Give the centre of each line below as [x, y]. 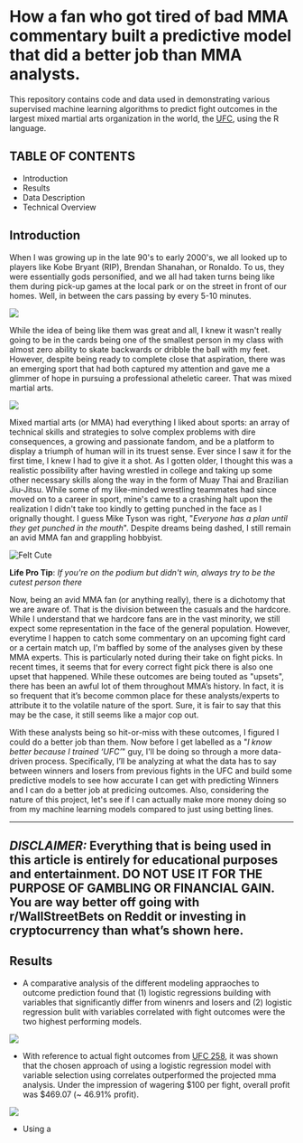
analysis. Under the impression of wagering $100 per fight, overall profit [156, 1084]
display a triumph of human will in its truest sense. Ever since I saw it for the [150, 451]
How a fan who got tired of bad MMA [149, 17]
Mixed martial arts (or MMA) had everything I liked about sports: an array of [150, 422]
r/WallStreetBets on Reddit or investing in [128, 916]
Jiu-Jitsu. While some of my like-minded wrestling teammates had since [143, 489]
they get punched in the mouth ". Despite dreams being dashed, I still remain [150, 528]
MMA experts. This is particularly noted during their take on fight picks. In [146, 657]
